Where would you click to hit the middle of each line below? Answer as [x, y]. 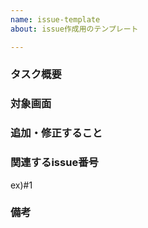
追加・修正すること [56, 133]
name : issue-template [55, 19]
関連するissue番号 [54, 163]
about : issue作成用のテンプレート [74, 29]
